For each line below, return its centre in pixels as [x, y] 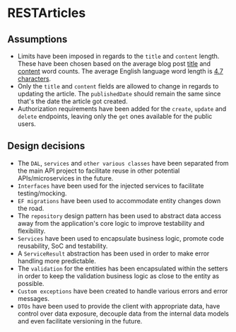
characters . [34, 79]
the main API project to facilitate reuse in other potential [99, 171]
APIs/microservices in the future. [65, 178]
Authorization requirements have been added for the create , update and [122, 109]
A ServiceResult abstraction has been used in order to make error [113, 253]
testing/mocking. [42, 193]
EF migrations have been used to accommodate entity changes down [119, 200]
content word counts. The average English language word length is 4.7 [120, 71]
